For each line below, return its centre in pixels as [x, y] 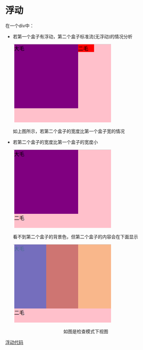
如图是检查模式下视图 [86, 331]
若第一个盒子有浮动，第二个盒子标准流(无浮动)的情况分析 [73, 36]
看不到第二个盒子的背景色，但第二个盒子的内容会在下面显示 [75, 236]
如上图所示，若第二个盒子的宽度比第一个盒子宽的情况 [69, 131]
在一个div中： [20, 26]
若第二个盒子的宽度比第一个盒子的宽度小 [55, 142]
